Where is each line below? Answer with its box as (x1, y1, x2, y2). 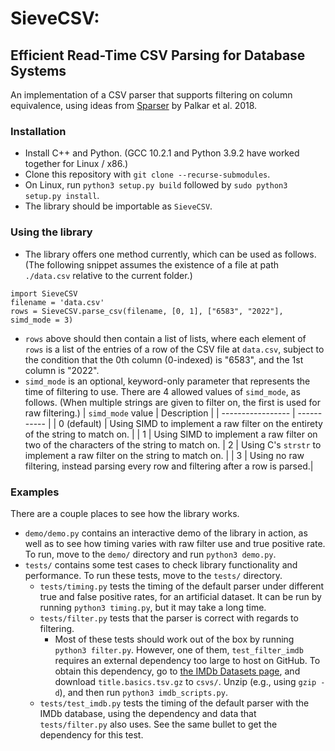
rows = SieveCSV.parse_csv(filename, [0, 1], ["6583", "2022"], (10, 306, 284, 316)
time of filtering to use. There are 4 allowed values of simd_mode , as (24, 385, 301, 397)
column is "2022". (24, 364, 100, 376)
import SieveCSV (10, 288, 78, 299)
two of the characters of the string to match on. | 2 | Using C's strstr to (24, 438, 322, 451)
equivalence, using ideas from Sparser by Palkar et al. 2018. (10, 100, 258, 111)
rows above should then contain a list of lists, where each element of (24, 332, 307, 344)
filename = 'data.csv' (10, 297, 105, 307)
